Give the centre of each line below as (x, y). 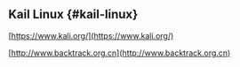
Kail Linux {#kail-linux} (73, 15)
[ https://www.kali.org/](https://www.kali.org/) (91, 35)
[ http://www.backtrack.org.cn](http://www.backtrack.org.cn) (120, 53)
